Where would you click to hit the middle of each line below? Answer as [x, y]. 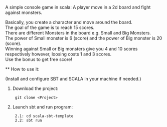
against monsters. [24, 12]
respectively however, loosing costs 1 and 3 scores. [58, 54]
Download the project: [35, 88]
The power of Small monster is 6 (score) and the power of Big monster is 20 [84, 38]
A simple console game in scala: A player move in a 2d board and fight [78, 7]
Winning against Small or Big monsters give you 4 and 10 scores [71, 49]
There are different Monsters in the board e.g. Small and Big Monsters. [78, 33]
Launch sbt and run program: [43, 107]
